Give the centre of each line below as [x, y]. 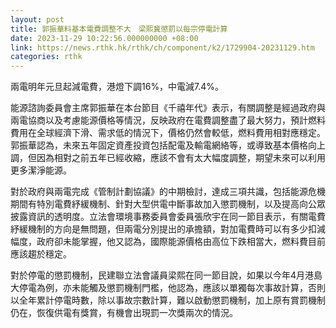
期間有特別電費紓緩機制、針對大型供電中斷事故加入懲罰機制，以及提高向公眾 [168, 204]
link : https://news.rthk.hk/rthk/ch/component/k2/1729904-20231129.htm [162, 47]
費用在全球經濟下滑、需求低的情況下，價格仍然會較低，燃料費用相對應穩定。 [168, 133]
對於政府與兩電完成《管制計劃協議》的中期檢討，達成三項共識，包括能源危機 [168, 192]
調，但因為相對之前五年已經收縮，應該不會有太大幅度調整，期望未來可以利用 [168, 158]
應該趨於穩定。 [41, 254]
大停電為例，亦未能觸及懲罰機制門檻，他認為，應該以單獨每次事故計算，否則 [168, 288]
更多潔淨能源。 [41, 170]
